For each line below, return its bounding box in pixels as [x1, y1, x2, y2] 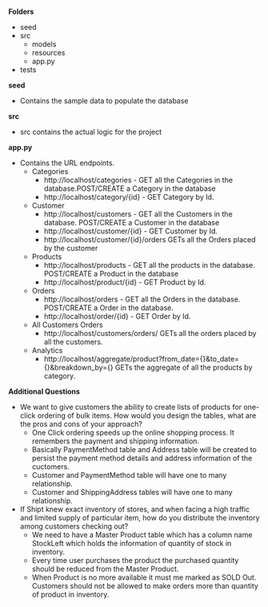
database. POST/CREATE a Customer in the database [43, 218, 220, 227]
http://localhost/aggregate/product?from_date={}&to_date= [43, 354, 240, 363]
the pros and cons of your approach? [19, 419, 142, 428]
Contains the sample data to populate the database [19, 96, 190, 105]
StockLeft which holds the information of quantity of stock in [31, 539, 232, 548]
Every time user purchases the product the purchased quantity [31, 556, 239, 565]
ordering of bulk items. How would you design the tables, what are [37, 411, 257, 420]
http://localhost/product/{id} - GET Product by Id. [43, 277, 206, 287]
